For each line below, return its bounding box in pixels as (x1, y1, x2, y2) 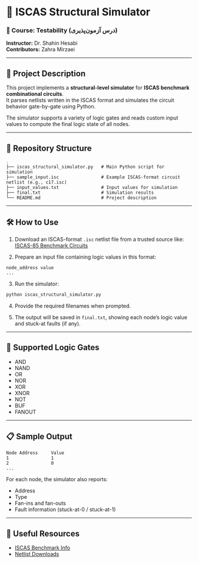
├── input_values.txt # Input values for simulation (6, 185, 178, 191)
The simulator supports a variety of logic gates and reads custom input (6, 114, 179, 121)
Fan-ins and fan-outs (14, 500, 66, 507)
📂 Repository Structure (6, 143, 92, 153)
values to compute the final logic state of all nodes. (6, 121, 130, 128)
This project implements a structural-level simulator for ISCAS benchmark (6, 84, 190, 91)
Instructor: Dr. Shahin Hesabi (6, 39, 78, 47)
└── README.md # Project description (6, 195, 157, 201)
